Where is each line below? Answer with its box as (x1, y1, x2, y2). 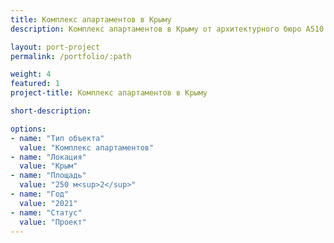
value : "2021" (19, 198, 78, 208)
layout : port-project (10, 42, 101, 52)
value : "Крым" (19, 161, 78, 171)
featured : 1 (10, 79, 60, 89)
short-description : (10, 106, 92, 116)
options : (10, 124, 47, 134)
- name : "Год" (10, 189, 70, 199)
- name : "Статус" (10, 207, 83, 218)
